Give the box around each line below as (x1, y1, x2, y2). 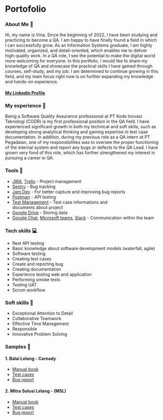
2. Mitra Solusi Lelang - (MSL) (5, 388, 67, 394)
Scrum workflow (12, 287, 45, 293)
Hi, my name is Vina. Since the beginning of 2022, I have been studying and (5, 32, 158, 38)
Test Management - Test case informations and (12, 199, 108, 205)
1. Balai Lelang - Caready (5, 355, 56, 361)
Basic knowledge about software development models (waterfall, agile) (12, 245, 155, 251)
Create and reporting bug (12, 261, 63, 267)
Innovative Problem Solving (12, 331, 67, 337)
